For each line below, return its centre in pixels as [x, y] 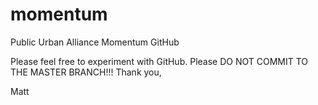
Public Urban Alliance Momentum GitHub [95, 42]
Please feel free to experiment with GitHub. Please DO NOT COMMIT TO [159, 61]
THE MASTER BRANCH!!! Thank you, [86, 72]
